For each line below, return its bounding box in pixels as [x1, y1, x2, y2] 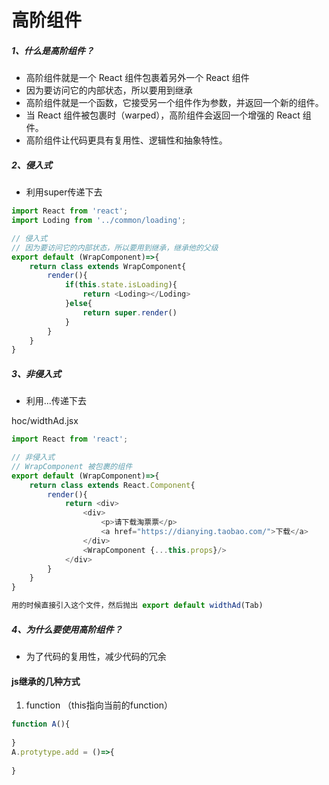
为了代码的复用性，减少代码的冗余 [25, 651, 167, 663]
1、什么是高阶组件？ [11, 44, 95, 56]
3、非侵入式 [11, 367, 62, 380]
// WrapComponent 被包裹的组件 [11, 461, 133, 471]
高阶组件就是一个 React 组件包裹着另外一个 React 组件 [25, 72, 250, 84]
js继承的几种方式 [11, 675, 81, 687]
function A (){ [11, 719, 71, 730]
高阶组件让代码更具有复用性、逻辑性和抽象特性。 [25, 134, 228, 146]
